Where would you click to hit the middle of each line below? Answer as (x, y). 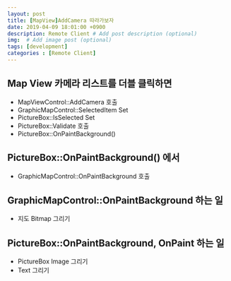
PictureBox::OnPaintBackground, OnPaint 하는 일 (116, 243)
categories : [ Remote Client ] (52, 54)
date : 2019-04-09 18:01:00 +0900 (57, 27)
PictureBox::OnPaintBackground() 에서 (94, 158)
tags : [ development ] (38, 47)
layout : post (26, 14)
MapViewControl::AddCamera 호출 (67, 102)
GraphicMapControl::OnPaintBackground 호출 (84, 176)
